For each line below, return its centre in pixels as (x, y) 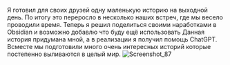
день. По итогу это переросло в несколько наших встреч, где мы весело (115, 17)
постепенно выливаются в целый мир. (64, 54)
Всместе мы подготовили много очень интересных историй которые (109, 47)
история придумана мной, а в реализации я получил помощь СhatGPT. (112, 39)
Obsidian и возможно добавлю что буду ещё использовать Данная (106, 32)
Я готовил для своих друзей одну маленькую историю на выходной (108, 10)
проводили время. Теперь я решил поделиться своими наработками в (112, 25)
